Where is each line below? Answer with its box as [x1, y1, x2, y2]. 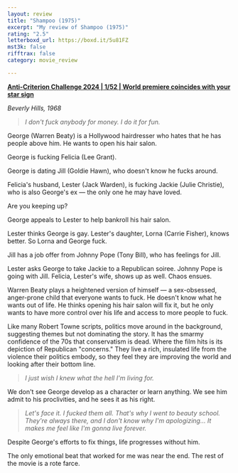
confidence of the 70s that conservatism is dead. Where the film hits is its [7, 337, 223, 346]
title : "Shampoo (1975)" [7, 17, 81, 24]
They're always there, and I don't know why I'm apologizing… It [24, 416, 212, 425]
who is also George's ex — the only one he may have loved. [7, 188, 183, 196]
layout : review [7, 10, 53, 18]
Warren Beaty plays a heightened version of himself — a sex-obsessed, [7, 285, 217, 294]
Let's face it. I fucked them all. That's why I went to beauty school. [24, 408, 220, 417]
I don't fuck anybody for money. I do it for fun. [24, 117, 161, 126]
